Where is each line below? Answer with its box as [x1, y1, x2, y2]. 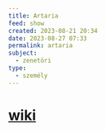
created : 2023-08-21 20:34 [8, 27, 98, 35]
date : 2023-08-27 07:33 [8, 34, 88, 43]
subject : [8, 49, 37, 57]
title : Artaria [8, 11, 59, 20]
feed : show [8, 19, 45, 27]
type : [8, 64, 26, 72]
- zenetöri [15, 57, 52, 65]
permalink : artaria [8, 42, 73, 50]
